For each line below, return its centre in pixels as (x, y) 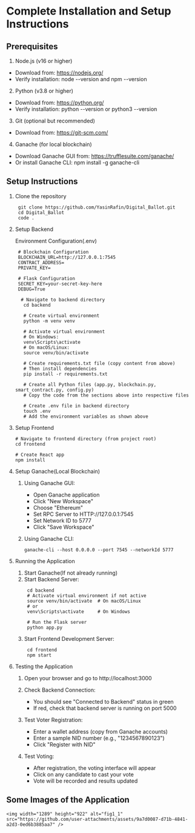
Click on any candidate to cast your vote (84, 774)
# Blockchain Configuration (53, 252)
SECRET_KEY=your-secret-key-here (60, 284)
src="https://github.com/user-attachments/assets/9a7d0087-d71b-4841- (97, 819)
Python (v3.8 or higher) (44, 91)
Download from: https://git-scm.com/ (61, 132)
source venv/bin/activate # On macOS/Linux (84, 601)
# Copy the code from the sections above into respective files (106, 395)
